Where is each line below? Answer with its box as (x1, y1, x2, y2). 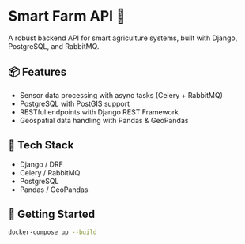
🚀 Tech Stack (8, 138, 74, 152)
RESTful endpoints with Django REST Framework (19, 107, 179, 117)
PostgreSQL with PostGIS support (19, 99, 130, 108)
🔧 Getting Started (8, 207, 96, 220)
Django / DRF (19, 160, 63, 169)
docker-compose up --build (8, 228, 97, 236)
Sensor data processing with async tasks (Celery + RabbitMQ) (19, 90, 224, 99)
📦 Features (8, 66, 67, 79)
